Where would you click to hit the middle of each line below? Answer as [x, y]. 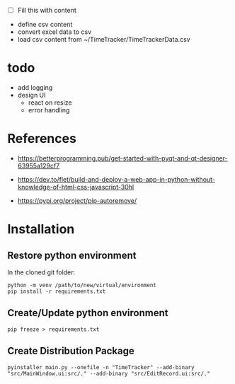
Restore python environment [72, 255]
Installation [41, 229]
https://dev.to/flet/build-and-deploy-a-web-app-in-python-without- [116, 179]
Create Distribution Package [71, 351]
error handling [49, 110]
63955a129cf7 [39, 165]
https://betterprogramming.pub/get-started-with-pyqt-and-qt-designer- [122, 158]
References [42, 139]
